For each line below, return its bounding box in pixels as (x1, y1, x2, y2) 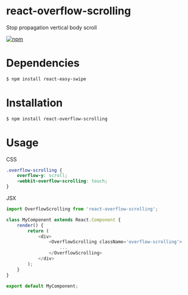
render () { (17, 222, 44, 228)
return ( (27, 228, 49, 234)
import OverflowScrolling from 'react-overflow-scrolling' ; (6, 206, 159, 212)
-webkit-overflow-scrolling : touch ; (17, 178, 108, 184)
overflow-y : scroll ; (17, 173, 68, 179)
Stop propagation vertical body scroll (6, 24, 97, 31)
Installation (6, 96, 63, 110)
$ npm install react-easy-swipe (6, 76, 86, 82)
